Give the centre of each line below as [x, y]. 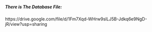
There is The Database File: [34, 7]
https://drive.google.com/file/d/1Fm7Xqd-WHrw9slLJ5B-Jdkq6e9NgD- [76, 19]
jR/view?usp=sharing [26, 24]
